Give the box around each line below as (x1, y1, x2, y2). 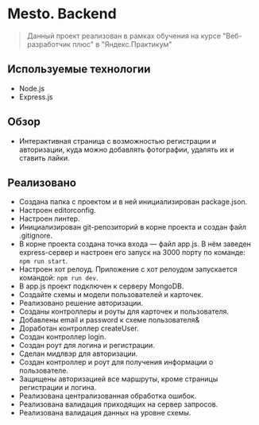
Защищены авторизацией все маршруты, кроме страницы (18, 374, 218, 384)
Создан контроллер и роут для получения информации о (18, 357, 214, 367)
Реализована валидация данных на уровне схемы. (18, 408, 191, 418)
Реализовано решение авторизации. (18, 299, 144, 308)
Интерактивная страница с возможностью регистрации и (18, 136, 216, 145)
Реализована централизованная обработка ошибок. (18, 391, 197, 401)
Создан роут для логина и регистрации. (18, 341, 156, 350)
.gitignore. (18, 231, 53, 241)
